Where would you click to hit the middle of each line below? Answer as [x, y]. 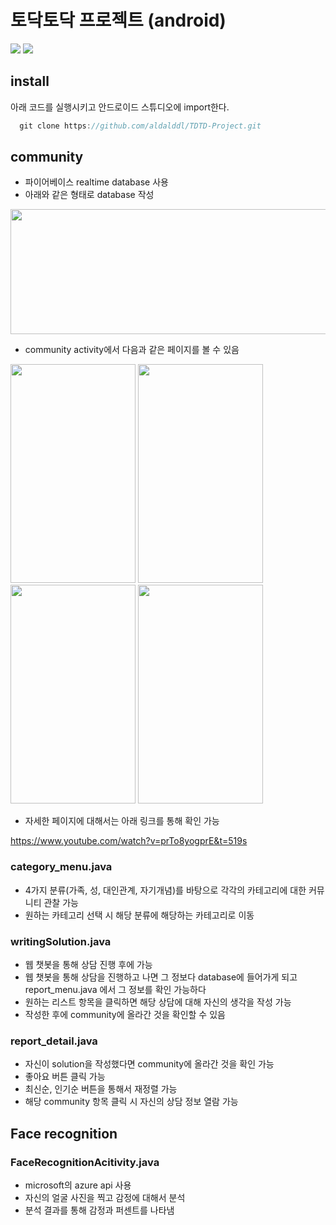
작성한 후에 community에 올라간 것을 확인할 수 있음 [125, 1015]
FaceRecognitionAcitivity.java [85, 1162]
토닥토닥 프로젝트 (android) [118, 20]
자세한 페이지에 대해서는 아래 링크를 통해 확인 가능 [122, 821]
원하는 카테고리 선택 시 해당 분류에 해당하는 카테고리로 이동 [139, 915]
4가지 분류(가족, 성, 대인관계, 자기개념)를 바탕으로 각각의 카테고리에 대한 [165, 890]
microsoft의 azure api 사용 [78, 1185]
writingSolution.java [61, 941]
